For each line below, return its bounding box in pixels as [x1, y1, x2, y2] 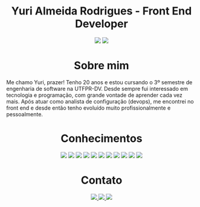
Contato [80, 173, 123, 187]
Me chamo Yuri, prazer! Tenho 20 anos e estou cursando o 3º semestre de [6, 78, 193, 85]
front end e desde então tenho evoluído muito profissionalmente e [6, 104, 171, 111]
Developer [75, 17, 128, 31]
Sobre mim [74, 59, 129, 73]
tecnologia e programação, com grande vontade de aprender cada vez [6, 91, 183, 99]
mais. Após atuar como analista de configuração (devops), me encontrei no [6, 97, 195, 105]
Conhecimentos [60, 132, 143, 146]
